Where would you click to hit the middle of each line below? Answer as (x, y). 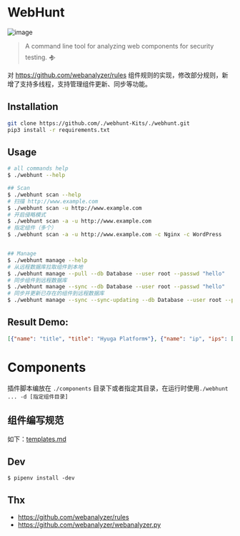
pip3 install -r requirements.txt (59, 130)
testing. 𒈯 (40, 57)
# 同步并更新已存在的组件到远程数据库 (56, 293)
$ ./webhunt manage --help (47, 260)
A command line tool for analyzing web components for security (119, 46)
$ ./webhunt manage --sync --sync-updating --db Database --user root (115, 300)
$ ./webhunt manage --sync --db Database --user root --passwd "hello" (116, 287)
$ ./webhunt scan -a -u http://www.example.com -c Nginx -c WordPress (115, 235)
